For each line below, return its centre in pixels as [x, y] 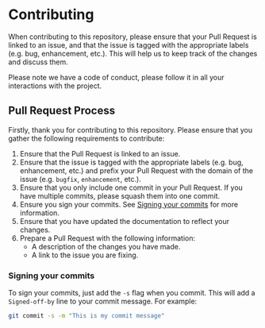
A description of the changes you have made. [106, 246]
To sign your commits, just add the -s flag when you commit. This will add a [132, 293]
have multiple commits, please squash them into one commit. [120, 195]
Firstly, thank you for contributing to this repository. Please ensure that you [131, 129]
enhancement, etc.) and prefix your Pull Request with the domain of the [136, 170]
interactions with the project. [55, 86]
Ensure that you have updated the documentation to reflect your [125, 221]
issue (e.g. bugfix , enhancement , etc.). [80, 179]
